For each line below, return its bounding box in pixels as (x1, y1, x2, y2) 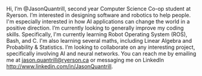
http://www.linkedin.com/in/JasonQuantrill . (6, 63, 113, 70)
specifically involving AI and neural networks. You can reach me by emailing (6, 50, 197, 57)
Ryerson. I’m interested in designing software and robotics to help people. (6, 11, 191, 19)
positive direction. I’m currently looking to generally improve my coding (6, 24, 184, 31)
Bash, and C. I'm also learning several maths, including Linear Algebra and (6, 37, 192, 44)
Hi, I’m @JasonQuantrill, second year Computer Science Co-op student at (6, 5, 191, 12)
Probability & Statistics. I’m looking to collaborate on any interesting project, (6, 43, 195, 51)
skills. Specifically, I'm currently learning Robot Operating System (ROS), (6, 31, 188, 38)
